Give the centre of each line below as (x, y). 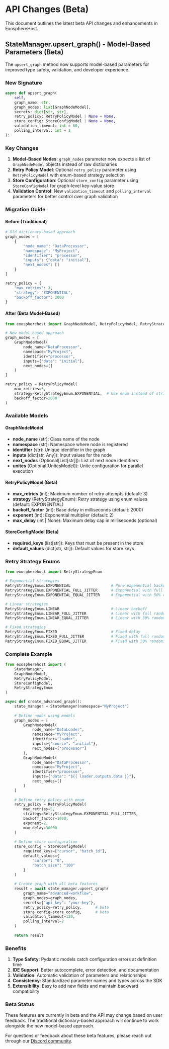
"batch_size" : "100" (54, 865)
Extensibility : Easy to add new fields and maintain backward (75, 986)
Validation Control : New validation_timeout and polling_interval (82, 191)
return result (29, 935)
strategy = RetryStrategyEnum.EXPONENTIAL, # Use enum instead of (84, 393)
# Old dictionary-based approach (40, 232)
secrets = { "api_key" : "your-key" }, (59, 903)
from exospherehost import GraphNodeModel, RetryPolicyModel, (72, 324)
